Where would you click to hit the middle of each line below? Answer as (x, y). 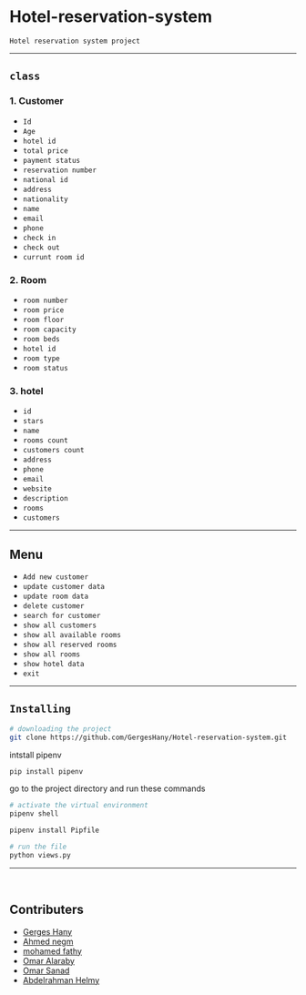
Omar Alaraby (49, 960)
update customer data (63, 587)
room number (45, 300)
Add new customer (56, 577)
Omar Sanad (46, 970)
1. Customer (36, 101)
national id (45, 179)
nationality (45, 199)
